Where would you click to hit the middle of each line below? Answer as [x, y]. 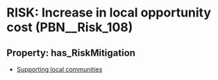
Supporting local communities [59, 69]
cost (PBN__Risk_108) [70, 27]
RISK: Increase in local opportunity [109, 13]
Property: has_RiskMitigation [71, 53]
